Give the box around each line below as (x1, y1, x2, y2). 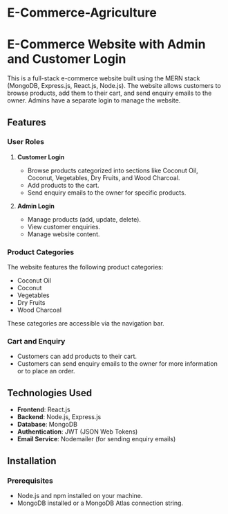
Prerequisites (7, 476, 53, 486)
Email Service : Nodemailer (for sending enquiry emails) (17, 435, 176, 443)
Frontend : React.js (17, 405, 70, 414)
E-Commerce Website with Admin (7, 37, 206, 53)
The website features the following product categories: (7, 263, 164, 272)
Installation (7, 455, 57, 467)
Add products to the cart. (27, 181, 99, 189)
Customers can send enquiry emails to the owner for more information (17, 360, 218, 368)
